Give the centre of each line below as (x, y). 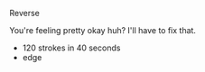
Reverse (25, 13)
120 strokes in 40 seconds (71, 48)
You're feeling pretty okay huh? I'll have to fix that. (103, 30)
